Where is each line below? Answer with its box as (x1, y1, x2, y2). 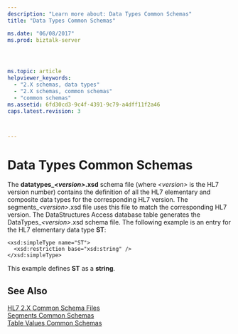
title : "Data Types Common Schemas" (7, 17, 116, 24)
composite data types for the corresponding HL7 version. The (7, 195, 188, 204)
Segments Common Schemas (7, 311, 94, 320)
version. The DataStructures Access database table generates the (7, 210, 201, 219)
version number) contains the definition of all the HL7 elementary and (7, 188, 211, 196)
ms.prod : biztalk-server (7, 36, 81, 43)
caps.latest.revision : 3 (7, 107, 81, 114)
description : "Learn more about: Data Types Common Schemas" (7, 10, 193, 18)
